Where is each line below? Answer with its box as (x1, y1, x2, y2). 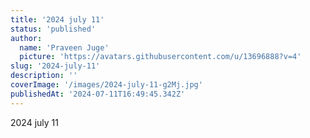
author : (10, 33, 43, 43)
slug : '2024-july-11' (10, 61, 101, 71)
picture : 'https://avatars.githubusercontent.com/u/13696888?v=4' (19, 52, 302, 62)
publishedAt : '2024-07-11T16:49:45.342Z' (10, 89, 186, 99)
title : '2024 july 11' (10, 14, 105, 25)
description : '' (10, 71, 78, 81)
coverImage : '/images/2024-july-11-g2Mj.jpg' (10, 80, 203, 90)
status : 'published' (10, 24, 97, 34)
